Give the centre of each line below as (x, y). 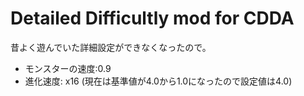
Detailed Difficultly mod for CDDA (152, 18)
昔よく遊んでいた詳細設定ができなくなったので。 (111, 47)
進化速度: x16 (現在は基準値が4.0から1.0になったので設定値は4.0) (158, 81)
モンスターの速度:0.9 (68, 68)
